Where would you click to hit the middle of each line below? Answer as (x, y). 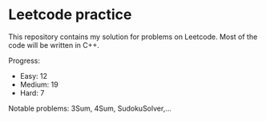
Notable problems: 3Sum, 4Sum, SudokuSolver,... (90, 108)
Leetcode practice (70, 15)
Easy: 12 (34, 76)
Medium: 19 (39, 84)
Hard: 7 (32, 92)
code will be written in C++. (54, 45)
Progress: (24, 60)
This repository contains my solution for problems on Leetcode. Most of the (133, 37)
